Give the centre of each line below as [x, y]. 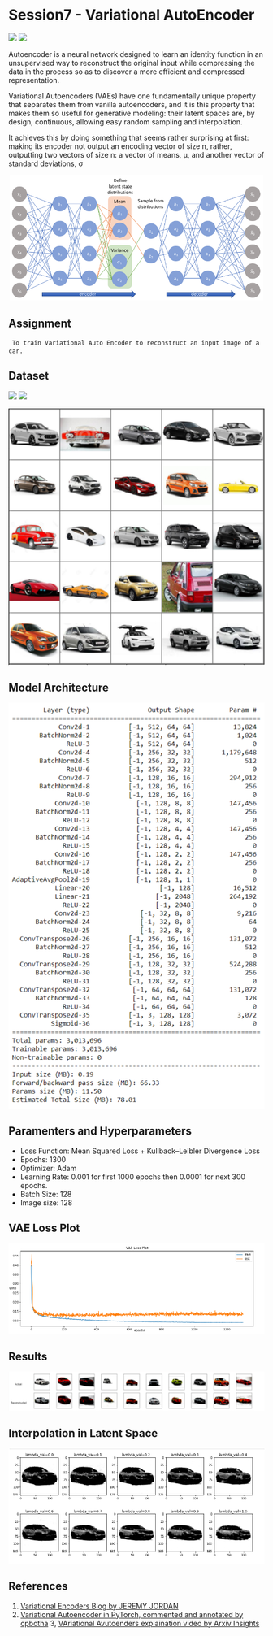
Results [28, 1356]
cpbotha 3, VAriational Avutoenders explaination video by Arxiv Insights [140, 1623]
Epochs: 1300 [43, 1159]
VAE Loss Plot [44, 1228]
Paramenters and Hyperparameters [100, 1131]
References [38, 1586]
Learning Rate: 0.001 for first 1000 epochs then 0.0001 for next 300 [133, 1177]
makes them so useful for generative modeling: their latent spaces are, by [132, 113]
